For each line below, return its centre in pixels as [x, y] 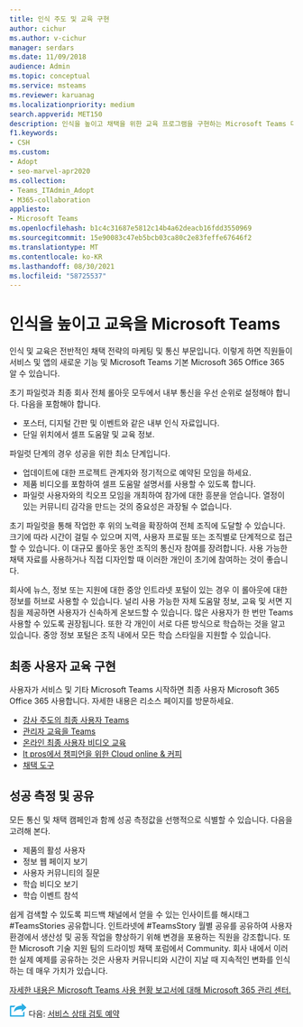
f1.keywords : [34, 133]
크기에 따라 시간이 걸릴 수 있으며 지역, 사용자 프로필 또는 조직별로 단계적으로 [143, 537]
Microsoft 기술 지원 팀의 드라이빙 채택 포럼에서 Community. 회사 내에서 [145, 948]
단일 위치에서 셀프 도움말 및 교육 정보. [88, 435]
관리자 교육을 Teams [59, 731]
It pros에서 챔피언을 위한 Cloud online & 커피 [102, 754]
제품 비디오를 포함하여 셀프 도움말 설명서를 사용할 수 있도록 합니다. [139, 484]
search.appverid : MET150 [56, 114]
